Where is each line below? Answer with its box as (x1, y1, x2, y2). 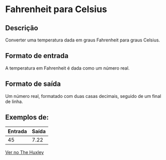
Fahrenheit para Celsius (5, 4, 107, 15)
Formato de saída (5, 80, 61, 88)
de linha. (5, 98, 23, 104)
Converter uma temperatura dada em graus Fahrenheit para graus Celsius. (5, 37, 160, 43)
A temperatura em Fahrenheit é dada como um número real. (5, 65, 130, 71)
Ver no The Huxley (5, 149, 44, 155)
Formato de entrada (5, 51, 69, 60)
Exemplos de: (5, 113, 49, 122)
